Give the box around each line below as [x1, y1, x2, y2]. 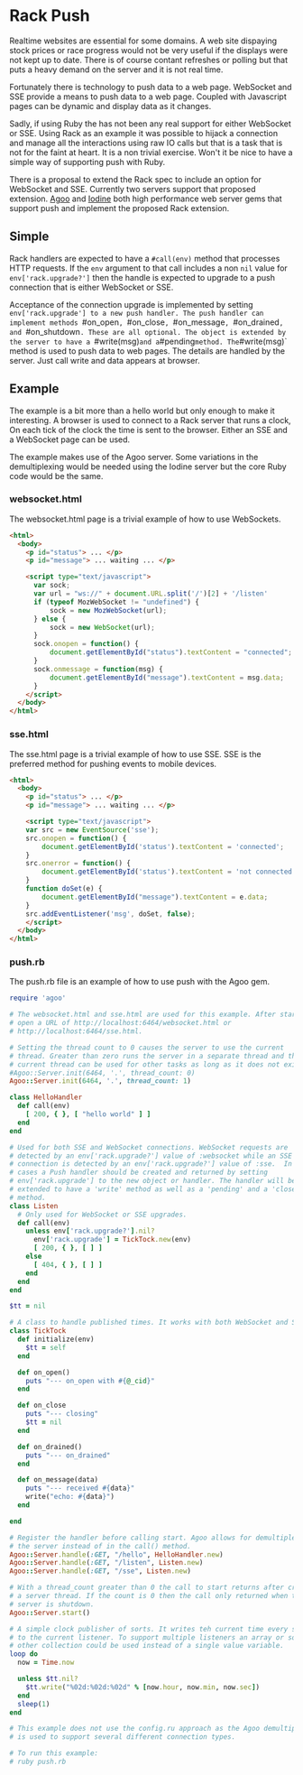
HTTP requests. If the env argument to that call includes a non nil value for [9, 263, 289, 273]
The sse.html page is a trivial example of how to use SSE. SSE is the [9, 748, 262, 759]
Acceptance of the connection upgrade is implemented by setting [9, 299, 254, 310]
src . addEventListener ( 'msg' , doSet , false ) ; [25, 909, 196, 919]
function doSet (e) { [25, 884, 103, 893]
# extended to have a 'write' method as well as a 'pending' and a [9, 1185, 269, 1194]
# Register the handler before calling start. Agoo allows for [9, 1533, 252, 1542]
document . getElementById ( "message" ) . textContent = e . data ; [41, 892, 269, 901]
